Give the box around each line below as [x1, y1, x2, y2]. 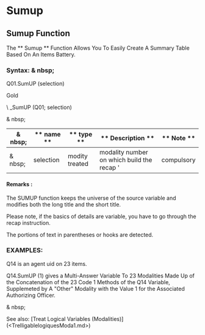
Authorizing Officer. [6, 292, 56, 299]
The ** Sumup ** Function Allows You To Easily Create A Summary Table [6, 44, 190, 51]
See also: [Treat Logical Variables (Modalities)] [6, 315, 124, 322]
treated [68, 160, 88, 168]
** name [34, 130, 61, 138]
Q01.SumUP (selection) [6, 80, 65, 88]
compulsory [161, 156, 196, 164]
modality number [99, 148, 148, 157]
